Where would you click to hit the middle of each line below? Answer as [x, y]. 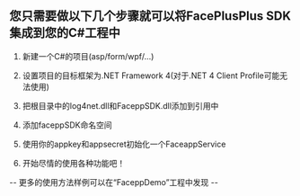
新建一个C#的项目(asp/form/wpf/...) [88, 56]
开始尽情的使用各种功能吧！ [74, 163]
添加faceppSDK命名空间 [67, 125]
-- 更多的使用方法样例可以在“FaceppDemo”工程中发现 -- [114, 182]
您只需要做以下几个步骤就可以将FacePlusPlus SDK [150, 16]
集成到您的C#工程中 [65, 33]
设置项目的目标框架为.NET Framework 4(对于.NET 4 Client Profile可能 [151, 76]
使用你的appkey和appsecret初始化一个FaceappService [124, 144]
